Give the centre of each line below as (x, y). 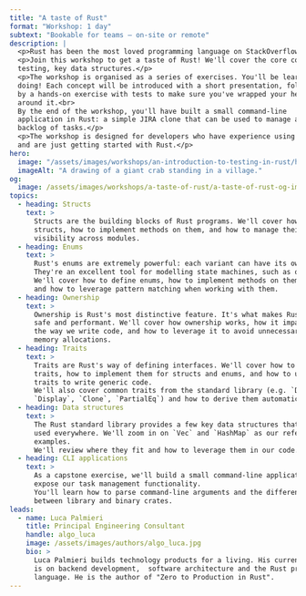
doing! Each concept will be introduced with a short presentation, (150, 86)
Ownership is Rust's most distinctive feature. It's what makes (158, 314)
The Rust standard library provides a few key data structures (156, 425)
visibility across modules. (87, 238)
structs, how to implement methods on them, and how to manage (156, 230)
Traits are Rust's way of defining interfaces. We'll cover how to (164, 365)
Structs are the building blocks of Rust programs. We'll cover (158, 221)
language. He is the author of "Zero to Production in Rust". (154, 577)
